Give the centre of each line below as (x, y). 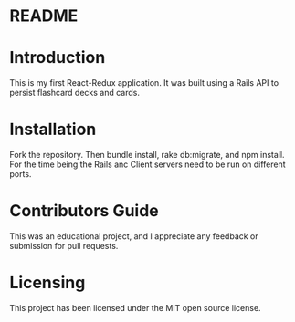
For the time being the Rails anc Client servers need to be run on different (147, 164)
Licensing (47, 283)
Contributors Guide (84, 211)
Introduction (58, 58)
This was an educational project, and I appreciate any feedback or (134, 236)
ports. (21, 174)
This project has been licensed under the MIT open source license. (136, 307)
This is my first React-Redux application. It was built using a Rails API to (144, 83)
